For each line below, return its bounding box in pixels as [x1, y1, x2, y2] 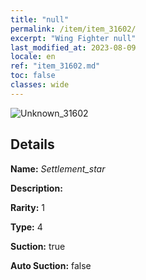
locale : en [10, 52, 56, 62]
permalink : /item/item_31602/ [10, 24, 137, 34]
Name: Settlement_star [10, 162, 106, 175]
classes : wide [10, 80, 70, 90]
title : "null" [10, 14, 70, 25]
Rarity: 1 [10, 201, 45, 213]
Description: [10, 182, 63, 194]
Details [10, 136, 55, 153]
